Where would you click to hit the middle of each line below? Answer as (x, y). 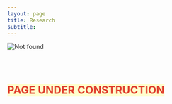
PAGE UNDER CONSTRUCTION (86, 90)
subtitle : (22, 27)
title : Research (31, 20)
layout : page (27, 14)
